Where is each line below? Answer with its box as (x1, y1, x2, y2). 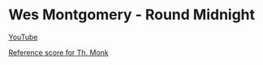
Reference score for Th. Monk (8, 47, 110, 57)
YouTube (8, 32, 38, 42)
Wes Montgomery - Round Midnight (8, 6, 256, 24)
